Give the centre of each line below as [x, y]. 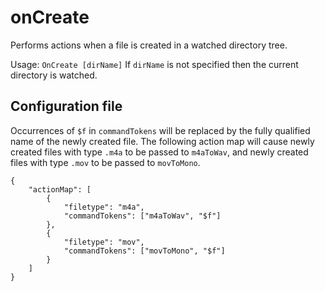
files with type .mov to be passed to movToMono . [105, 162]
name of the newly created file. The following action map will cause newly [162, 141]
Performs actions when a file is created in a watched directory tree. [149, 45]
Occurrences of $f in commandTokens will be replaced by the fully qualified [160, 130]
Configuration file [66, 106]
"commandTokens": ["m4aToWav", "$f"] [142, 216]
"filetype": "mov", [104, 242]
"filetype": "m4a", [104, 207]
